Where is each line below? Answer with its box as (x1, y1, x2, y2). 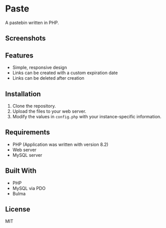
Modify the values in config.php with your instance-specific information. (12, 113, 161, 119)
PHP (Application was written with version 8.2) (12, 141, 108, 147)
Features (5, 51, 33, 60)
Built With (5, 166, 36, 175)
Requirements (5, 128, 50, 137)
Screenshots (5, 34, 46, 43)
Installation (5, 90, 41, 98)
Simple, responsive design (12, 65, 67, 71)
